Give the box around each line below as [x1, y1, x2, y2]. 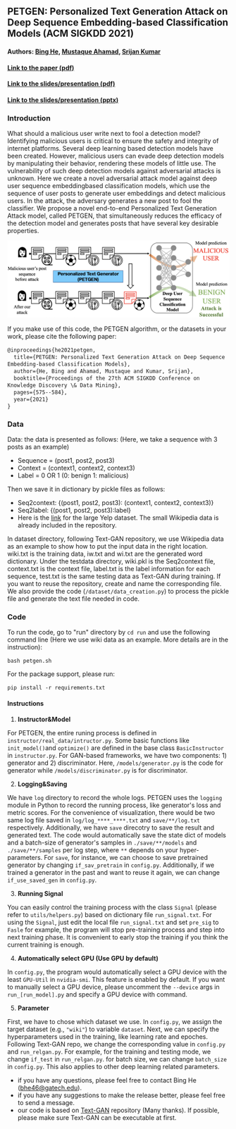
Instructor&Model [17, 715, 71, 723]
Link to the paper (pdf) [7, 63, 75, 72]
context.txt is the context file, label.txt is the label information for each [7, 565, 211, 573]
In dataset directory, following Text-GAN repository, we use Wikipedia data [7, 535, 224, 543]
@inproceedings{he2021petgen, [7, 347, 97, 354]
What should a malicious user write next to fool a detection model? [7, 130, 201, 138]
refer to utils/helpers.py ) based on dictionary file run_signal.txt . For [7, 910, 213, 918]
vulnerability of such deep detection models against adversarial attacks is [7, 167, 221, 175]
